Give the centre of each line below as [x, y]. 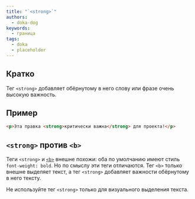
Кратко [20, 74]
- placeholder [29, 50]
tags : [13, 39]
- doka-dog [25, 22]
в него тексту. [24, 178]
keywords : [18, 28]
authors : [17, 17]
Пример [22, 113]
